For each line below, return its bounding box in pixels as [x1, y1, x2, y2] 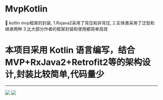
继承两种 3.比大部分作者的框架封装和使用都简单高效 [5, 26, 108, 32]
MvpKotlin [5, 3, 48, 14]
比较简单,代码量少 [33, 69, 104, 80]
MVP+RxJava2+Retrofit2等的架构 [5, 57, 142, 68]
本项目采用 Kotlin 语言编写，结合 [5, 45, 135, 56]
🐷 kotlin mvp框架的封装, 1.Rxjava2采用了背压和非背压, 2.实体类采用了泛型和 [5, 20, 155, 26]
